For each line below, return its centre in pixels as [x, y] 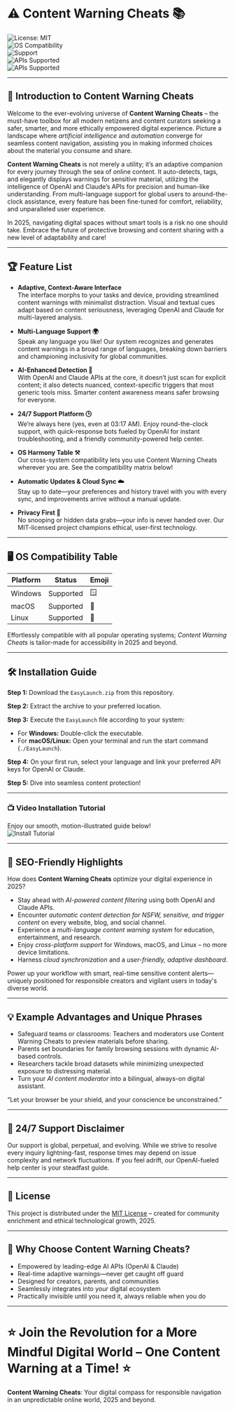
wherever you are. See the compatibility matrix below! [95, 467]
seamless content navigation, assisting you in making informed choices [110, 143]
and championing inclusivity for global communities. [92, 356]
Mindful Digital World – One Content [114, 1352]
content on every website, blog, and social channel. [92, 922]
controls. [50, 1056]
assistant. [31, 1086]
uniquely [20, 981]
